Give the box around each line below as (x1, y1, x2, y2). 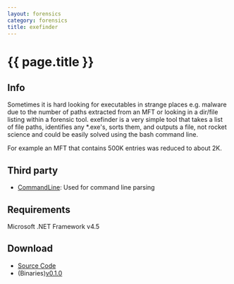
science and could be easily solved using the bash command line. (7, 130, 199, 139)
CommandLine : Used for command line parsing (17, 183, 155, 192)
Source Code (17, 261, 56, 270)
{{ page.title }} (7, 54, 94, 70)
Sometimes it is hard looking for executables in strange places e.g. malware (7, 100, 227, 109)
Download (7, 242, 53, 254)
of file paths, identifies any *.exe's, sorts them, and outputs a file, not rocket (7, 123, 227, 131)
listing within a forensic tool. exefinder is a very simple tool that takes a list (7, 116, 223, 124)
